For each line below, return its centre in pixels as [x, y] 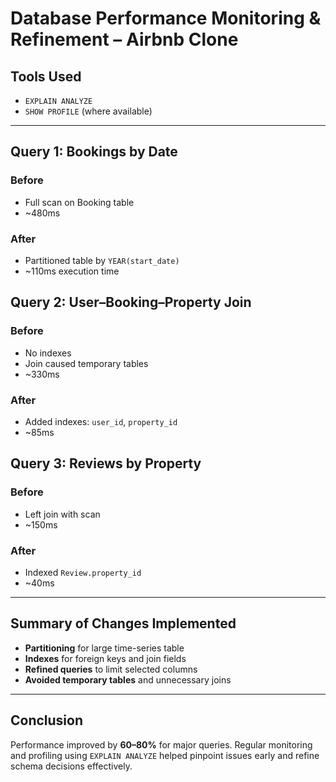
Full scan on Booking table [79, 202]
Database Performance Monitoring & [166, 18]
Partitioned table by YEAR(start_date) [102, 260]
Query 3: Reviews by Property [106, 463]
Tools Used [46, 76]
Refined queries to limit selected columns [111, 669]
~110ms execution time [72, 271]
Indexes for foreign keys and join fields [105, 658]
